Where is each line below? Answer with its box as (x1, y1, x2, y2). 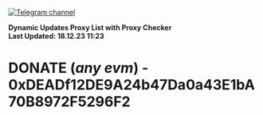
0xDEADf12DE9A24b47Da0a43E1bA (8, 76, 255, 94)
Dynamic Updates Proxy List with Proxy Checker (8, 23, 172, 32)
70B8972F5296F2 (8, 93, 131, 111)
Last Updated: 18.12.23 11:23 (8, 32, 105, 40)
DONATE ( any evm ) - (8, 59, 149, 77)
